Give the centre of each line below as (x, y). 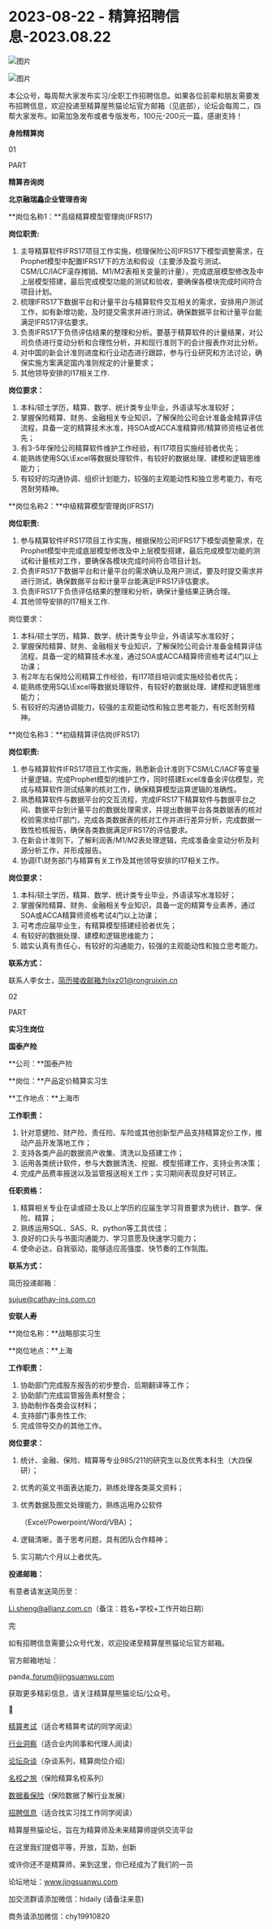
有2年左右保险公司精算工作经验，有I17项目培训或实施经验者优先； (130, 676)
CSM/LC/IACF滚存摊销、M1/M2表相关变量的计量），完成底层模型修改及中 (142, 271)
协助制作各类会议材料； (59, 1405)
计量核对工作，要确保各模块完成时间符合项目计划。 (120, 561)
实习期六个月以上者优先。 (63, 1556)
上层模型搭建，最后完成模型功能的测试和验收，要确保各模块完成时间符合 (141, 281)
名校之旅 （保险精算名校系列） (58, 1778)
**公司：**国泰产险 (41, 1063)
